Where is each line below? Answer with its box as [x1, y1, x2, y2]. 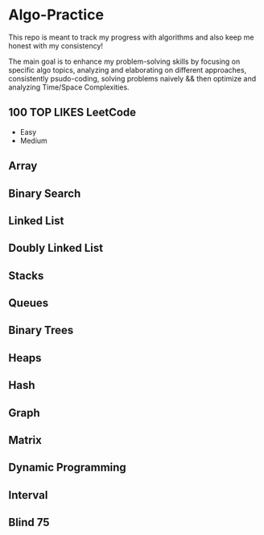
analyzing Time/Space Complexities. [8, 82, 130, 92]
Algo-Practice [8, 6, 105, 24]
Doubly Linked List [8, 241, 103, 255]
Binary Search [8, 186, 81, 200]
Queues [8, 296, 49, 310]
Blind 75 [8, 516, 50, 529]
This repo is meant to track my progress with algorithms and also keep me [8, 32, 254, 42]
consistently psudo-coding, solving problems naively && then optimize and [8, 73, 257, 83]
